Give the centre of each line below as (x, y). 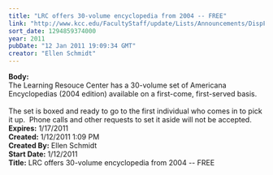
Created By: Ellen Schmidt (53, 145)
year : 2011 (27, 38)
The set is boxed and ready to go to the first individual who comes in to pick (135, 111)
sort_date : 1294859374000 (52, 31)
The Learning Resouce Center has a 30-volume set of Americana (117, 85)
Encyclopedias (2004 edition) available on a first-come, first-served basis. (133, 94)
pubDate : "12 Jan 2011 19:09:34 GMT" (72, 46)
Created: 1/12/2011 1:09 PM (54, 137)
